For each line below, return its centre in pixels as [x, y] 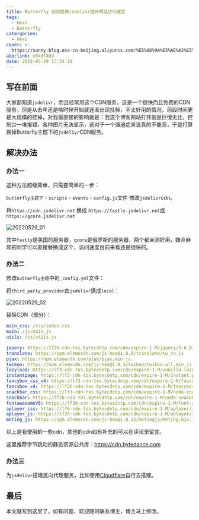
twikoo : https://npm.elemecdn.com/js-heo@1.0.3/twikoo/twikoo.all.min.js [99, 364]
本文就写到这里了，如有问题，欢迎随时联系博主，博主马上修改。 [84, 511]
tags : [13, 17]
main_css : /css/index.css [38, 326]
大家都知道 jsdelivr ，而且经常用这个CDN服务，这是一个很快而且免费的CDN [98, 102]
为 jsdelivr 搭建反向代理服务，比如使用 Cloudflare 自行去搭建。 [81, 475]
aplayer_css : [22, 409]
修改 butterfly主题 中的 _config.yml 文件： [55, 278]
